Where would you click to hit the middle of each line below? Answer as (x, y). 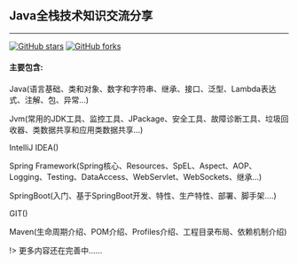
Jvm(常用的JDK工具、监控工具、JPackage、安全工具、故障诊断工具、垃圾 (145, 119)
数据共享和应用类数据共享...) (91, 130)
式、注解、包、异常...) (49, 100)
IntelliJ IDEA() (34, 148)
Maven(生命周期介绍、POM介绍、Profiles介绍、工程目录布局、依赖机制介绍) (148, 232)
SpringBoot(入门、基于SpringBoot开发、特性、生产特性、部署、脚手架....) (143, 196)
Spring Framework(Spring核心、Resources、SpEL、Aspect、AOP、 (133, 166)
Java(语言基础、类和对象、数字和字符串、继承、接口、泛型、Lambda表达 (143, 89)
